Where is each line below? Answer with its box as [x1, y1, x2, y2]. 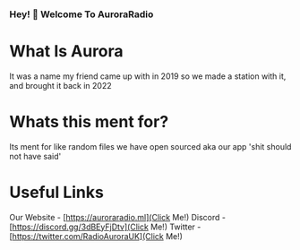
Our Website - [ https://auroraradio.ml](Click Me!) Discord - [9, 211, 227, 222]
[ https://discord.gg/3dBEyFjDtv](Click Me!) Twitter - [9, 221, 201, 232]
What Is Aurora [9, 41, 124, 62]
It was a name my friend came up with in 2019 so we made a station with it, [9, 71, 287, 82]
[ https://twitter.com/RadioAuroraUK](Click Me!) [9, 230, 184, 241]
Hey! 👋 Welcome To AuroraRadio [9, 8, 154, 21]
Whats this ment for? [9, 112, 169, 133]
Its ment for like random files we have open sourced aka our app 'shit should [9, 141, 292, 151]
